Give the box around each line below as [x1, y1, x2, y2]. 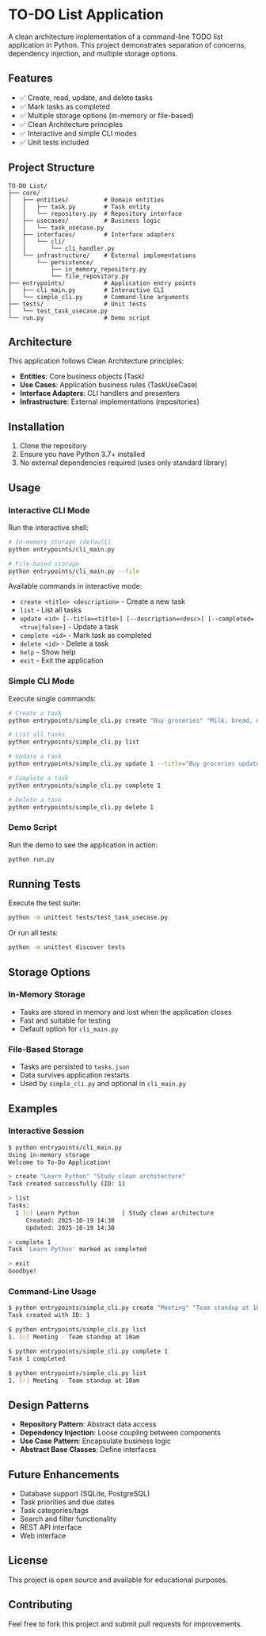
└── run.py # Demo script [8, 313, 150, 322]
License [8, 1553, 48, 1568]
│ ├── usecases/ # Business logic [8, 217, 161, 225]
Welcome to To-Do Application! [8, 1158, 112, 1166]
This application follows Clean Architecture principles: [8, 356, 184, 366]
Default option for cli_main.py [19, 1023, 119, 1033]
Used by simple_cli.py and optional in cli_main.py [19, 1079, 187, 1089]
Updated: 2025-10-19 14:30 [25, 1223, 115, 1231]
